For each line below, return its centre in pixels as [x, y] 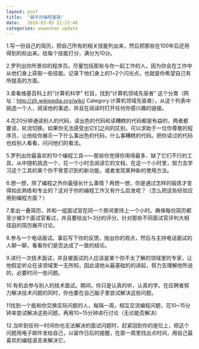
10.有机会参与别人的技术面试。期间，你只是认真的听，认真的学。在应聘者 [95, 285]
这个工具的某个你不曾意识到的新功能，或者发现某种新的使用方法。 [92, 170]
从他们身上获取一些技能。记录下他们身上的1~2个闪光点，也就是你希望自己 [96, 73]
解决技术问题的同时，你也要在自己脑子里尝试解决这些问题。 [84, 293]
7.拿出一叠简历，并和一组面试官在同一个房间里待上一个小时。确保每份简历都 [99, 211]
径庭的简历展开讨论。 [32, 226]
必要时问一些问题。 [40, 273]
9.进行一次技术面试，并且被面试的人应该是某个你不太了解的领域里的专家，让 [99, 258]
